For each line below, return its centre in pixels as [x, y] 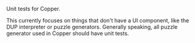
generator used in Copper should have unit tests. [68, 33]
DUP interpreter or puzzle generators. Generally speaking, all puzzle [92, 27]
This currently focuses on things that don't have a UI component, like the [98, 20]
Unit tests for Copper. [34, 9]
